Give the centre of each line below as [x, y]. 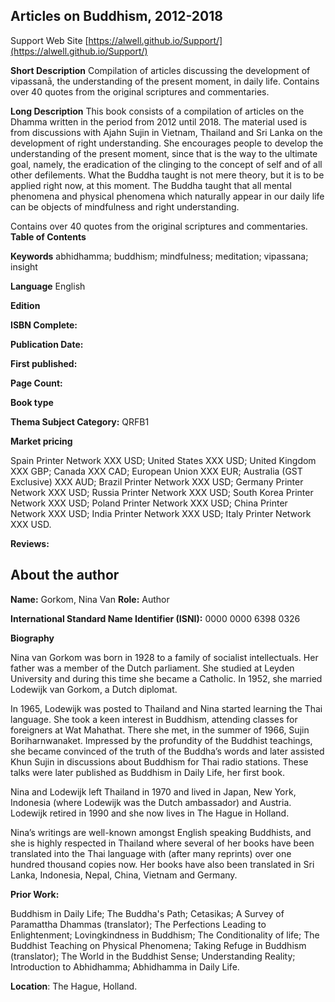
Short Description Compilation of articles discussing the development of [160, 70]
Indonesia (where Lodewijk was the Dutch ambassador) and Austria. [151, 802]
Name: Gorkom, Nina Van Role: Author [90, 599]
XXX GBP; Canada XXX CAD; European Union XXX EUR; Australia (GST [156, 471]
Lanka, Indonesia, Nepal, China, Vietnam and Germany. [124, 875]
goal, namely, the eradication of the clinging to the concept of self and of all [166, 164]
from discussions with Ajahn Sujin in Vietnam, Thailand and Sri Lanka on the [166, 132]
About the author [65, 575]
